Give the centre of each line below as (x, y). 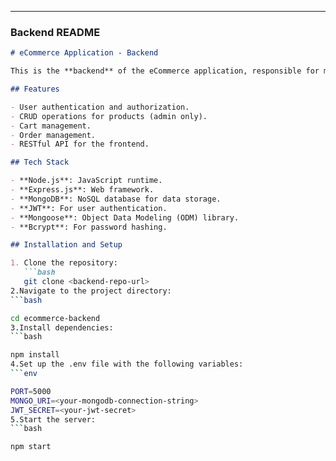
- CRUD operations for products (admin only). (109, 116)
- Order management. (53, 135)
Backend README (55, 32)
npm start (31, 447)
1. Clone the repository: (64, 263)
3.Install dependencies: (62, 327)
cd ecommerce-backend (55, 318)
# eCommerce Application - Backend (84, 53)
